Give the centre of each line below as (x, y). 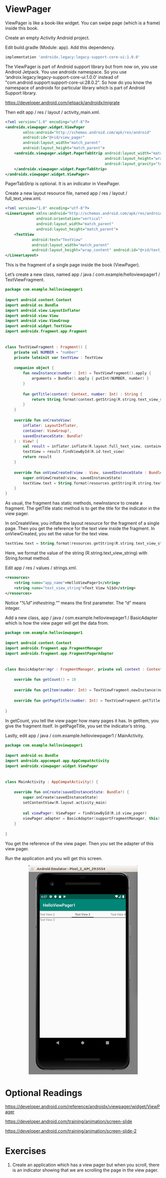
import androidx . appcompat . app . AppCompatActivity (57, 761)
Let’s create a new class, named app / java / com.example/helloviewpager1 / (83, 274)
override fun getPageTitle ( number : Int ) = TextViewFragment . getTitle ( (88, 701)
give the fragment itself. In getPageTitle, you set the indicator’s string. (76, 726)
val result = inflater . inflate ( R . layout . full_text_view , (83, 447)
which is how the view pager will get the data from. (57, 623)
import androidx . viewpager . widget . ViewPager (52, 766)
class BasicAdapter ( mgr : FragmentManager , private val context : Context (84, 669)
